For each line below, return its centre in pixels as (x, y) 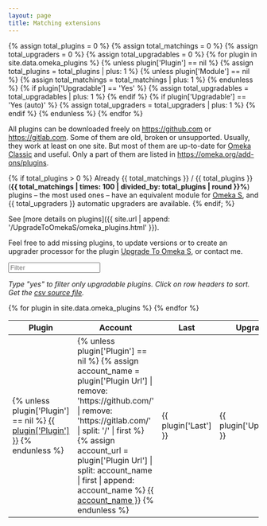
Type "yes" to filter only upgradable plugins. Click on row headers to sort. (129, 284)
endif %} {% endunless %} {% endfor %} (76, 113)
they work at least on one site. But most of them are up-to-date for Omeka (130, 146)
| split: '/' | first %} (111, 431)
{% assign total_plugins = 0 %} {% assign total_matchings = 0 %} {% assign (133, 45)
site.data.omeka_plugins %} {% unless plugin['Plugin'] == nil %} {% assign (131, 62)
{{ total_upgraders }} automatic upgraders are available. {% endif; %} (122, 203)
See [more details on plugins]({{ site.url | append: (89, 219)
